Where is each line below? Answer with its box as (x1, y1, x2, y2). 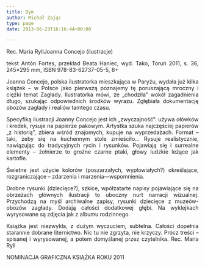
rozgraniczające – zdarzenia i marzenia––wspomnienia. (6, 173, 145, 180)
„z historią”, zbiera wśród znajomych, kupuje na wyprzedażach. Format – (6, 129, 199, 136)
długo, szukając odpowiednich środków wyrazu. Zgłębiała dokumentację (6, 98, 199, 105)
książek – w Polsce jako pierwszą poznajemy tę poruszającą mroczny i (6, 85, 199, 92)
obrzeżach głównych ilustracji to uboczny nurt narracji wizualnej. (6, 191, 199, 199)
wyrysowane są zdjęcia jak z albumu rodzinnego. (6, 211, 130, 218)
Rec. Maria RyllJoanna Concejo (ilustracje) (6, 48, 113, 55)
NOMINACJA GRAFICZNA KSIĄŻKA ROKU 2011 (6, 254, 124, 261)
